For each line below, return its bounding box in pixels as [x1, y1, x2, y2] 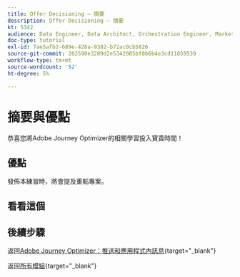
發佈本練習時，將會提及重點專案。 [7, 177, 108, 186]
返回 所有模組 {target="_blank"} [7, 261, 97, 271]
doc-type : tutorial [7, 37, 66, 44]
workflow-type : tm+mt [7, 57, 72, 64]
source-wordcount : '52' [7, 63, 79, 70]
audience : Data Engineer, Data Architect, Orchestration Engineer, [7, 30, 213, 38]
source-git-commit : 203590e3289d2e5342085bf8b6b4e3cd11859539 [7, 51, 196, 58]
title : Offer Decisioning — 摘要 [7, 10, 105, 18]
